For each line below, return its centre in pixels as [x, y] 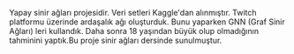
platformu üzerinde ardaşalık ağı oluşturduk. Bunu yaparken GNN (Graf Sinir [147, 22]
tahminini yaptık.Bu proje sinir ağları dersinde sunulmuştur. [116, 40]
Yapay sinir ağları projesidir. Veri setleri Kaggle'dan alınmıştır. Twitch [133, 13]
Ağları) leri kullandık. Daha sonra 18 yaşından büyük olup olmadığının [134, 31]
